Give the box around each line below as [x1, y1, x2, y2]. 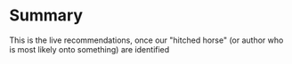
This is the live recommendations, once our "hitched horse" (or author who [9, 35, 284, 45]
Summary [9, 5, 83, 26]
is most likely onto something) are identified [9, 44, 170, 54]
